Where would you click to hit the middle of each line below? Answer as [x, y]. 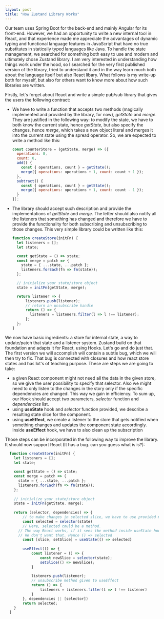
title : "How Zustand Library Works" [42, 14]
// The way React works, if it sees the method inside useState [85, 531]
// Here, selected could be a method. [62, 526]
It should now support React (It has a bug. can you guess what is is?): [75, 444]
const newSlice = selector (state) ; [76, 558]
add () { [25, 163]
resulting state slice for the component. [52, 414]
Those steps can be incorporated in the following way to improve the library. [82, 439]
